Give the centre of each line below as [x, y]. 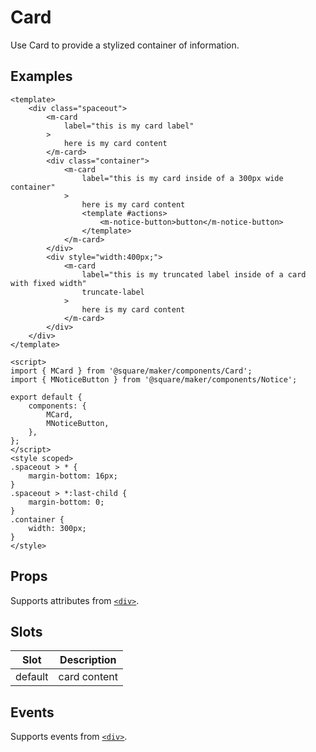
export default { [46, 397]
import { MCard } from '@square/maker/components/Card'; [131, 371]
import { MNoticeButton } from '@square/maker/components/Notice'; [154, 379]
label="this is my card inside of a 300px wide [182, 178]
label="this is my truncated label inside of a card [194, 274]
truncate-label [113, 292]
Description [88, 660]
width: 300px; [57, 528]
